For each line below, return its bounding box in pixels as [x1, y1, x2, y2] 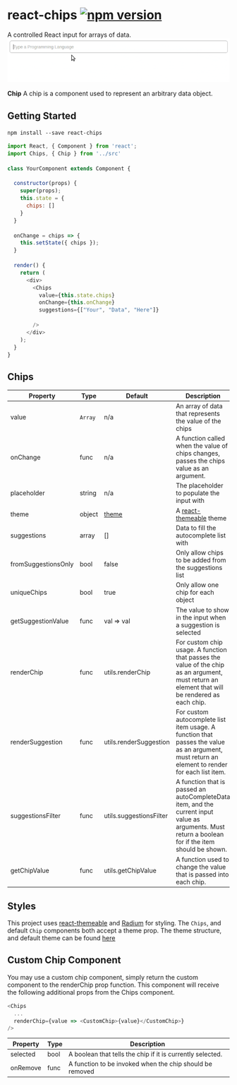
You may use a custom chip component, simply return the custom [7, 973, 199, 981]
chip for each [176, 588, 214, 597]
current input [176, 807, 214, 816]
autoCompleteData [176, 793, 231, 801]
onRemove [10, 1063, 42, 1072]
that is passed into [176, 870, 229, 879]
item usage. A [176, 723, 216, 731]
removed [68, 1067, 95, 1076]
